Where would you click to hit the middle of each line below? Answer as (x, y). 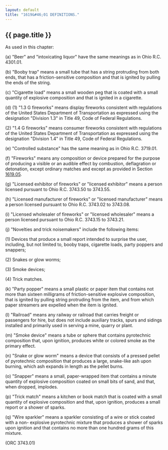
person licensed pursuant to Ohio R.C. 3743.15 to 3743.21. (65, 220)
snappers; (16, 250)
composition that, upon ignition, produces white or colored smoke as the (80, 341)
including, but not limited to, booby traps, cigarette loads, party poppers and (84, 244)
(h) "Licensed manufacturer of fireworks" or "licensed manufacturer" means (84, 199)
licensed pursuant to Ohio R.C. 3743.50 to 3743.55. (58, 189)
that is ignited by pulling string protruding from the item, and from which (79, 300)
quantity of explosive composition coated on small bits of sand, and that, (80, 381)
